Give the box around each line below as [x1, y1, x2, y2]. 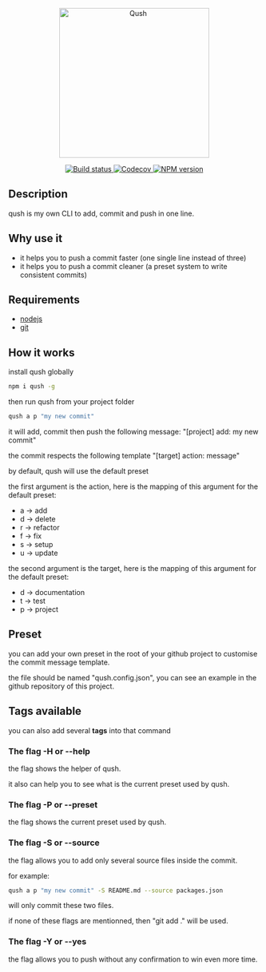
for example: [8, 871, 50, 880]
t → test [19, 596, 46, 605]
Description [8, 188, 68, 201]
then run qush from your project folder [8, 397, 135, 407]
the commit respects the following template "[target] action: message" [8, 451, 240, 460]
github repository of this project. [8, 681, 114, 691]
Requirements [8, 293, 80, 307]
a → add [19, 506, 48, 515]
